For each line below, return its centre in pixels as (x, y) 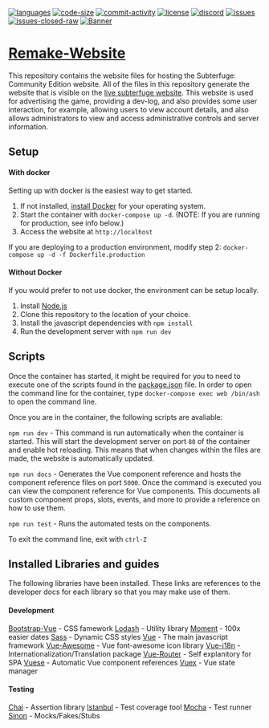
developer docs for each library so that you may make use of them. (119, 592)
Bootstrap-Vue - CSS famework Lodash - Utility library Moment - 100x (124, 628)
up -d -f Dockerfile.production (92, 254)
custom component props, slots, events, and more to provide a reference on (134, 499)
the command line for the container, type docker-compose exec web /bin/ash (134, 392)
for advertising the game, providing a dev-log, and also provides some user (133, 101)
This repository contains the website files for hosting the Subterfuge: (122, 75)
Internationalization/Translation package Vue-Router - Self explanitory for (130, 653)
